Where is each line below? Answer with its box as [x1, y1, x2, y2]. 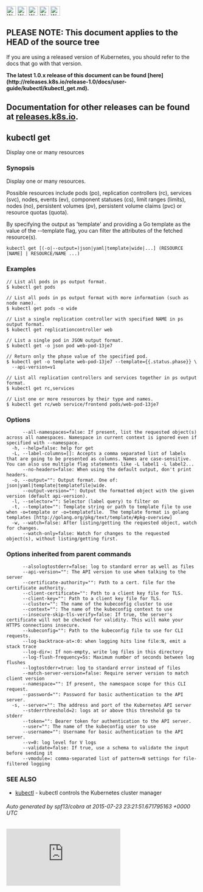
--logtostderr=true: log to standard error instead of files [22, 665, 181, 671]
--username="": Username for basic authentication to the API [22, 729, 184, 735]
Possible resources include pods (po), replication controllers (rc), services [6, 189, 192, 197]
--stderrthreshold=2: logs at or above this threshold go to [22, 707, 181, 714]
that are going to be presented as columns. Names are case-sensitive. [6, 456, 191, 462]
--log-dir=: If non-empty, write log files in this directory [22, 649, 184, 655]
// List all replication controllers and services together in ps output [6, 375, 198, 381]
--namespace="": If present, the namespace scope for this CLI [22, 681, 187, 687]
